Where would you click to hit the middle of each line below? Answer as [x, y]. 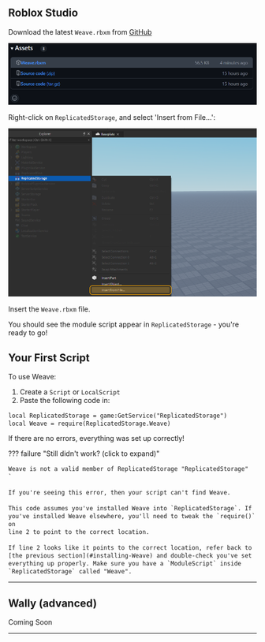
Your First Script [49, 358]
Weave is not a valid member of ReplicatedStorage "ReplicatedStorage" [128, 469]
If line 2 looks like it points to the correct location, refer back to [130, 548]
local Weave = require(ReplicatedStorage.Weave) [90, 424]
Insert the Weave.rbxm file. [49, 309]
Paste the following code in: [65, 401]
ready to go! [28, 333]
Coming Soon [30, 622]
